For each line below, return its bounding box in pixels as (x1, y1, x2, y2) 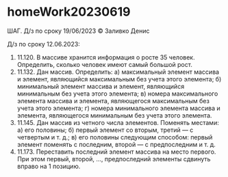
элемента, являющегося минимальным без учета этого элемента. (16, 111, 212, 120)
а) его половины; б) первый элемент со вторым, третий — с (16, 126, 194, 134)
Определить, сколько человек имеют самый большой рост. (16, 60, 193, 68)
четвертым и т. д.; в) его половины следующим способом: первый (16, 133, 213, 141)
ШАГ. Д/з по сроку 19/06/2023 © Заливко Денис (7, 27, 150, 35)
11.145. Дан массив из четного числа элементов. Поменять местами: (16, 118, 219, 126)
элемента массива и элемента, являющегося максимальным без (16, 96, 210, 105)
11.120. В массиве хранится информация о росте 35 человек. (16, 53, 195, 62)
